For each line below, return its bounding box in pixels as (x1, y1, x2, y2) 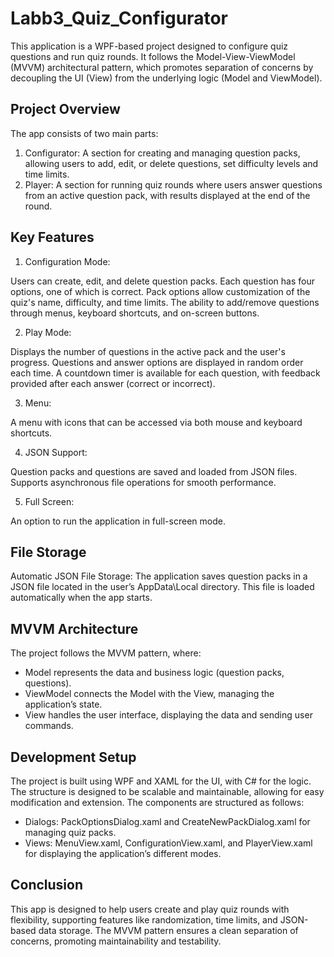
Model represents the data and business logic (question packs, (24, 667, 285, 679)
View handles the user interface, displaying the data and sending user (24, 709, 313, 721)
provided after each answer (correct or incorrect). (10, 377, 216, 389)
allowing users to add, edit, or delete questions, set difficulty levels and (24, 157, 319, 169)
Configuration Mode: (24, 255, 111, 267)
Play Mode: (24, 326, 72, 338)
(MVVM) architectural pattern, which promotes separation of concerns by (10, 61, 314, 73)
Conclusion (10, 877, 84, 894)
